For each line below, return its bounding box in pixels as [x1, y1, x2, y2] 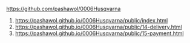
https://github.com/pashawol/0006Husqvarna [6, 5, 121, 12]
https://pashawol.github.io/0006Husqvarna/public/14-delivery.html [15, 24, 183, 30]
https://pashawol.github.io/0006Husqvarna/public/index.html [15, 17, 168, 24]
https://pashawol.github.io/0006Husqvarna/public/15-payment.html [15, 30, 184, 37]
